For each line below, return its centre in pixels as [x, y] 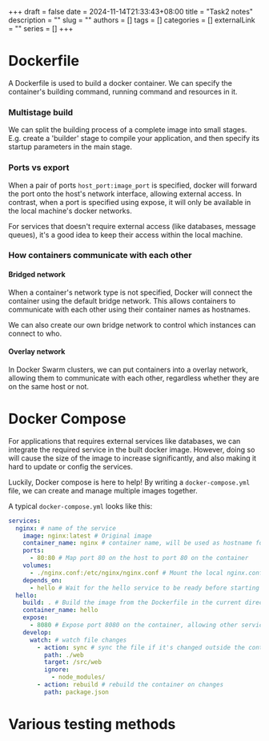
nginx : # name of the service [66, 528]
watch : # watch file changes [78, 640]
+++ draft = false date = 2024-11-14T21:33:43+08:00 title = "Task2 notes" [131, 12]
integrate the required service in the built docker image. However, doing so [132, 449]
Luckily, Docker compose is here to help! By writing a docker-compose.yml [129, 482]
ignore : [56, 670]
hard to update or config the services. [71, 466]
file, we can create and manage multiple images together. [103, 490]
